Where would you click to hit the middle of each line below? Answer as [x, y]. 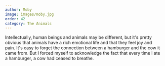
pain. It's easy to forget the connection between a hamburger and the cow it [82, 48]
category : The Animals [28, 23]
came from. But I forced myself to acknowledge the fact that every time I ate [83, 53]
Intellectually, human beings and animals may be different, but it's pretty [79, 37]
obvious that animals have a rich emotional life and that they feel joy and [79, 43]
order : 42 [15, 19]
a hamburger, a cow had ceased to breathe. [50, 58]
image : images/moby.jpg [30, 14]
